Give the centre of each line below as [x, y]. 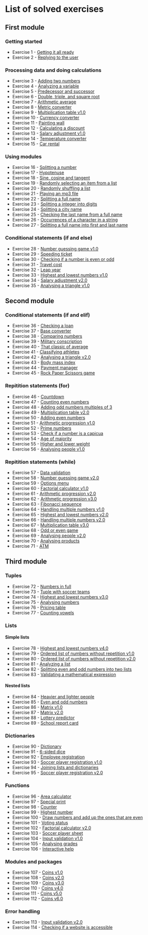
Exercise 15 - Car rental [36, 144]
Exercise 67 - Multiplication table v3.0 [51, 525]
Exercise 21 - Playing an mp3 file [45, 194]
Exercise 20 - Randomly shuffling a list [51, 188]
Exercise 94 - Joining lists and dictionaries [55, 768]
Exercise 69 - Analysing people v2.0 [49, 536]
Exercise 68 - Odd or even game [45, 530]
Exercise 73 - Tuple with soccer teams [51, 592]
